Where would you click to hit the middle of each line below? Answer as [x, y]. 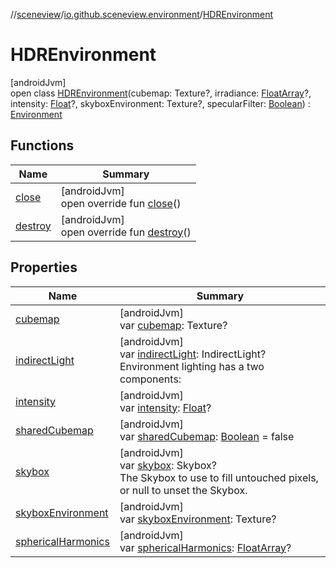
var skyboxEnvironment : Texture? [198, 519]
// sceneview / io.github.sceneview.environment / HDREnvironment [142, 14]
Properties [44, 267]
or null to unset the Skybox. [183, 490]
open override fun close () [121, 203]
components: [150, 379]
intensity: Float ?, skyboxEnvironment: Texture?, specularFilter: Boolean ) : [160, 103]
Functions [42, 145]
